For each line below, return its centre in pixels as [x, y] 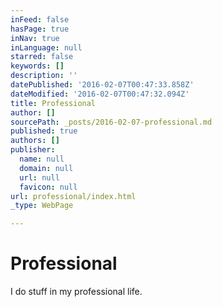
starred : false [42, 57]
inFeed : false [40, 19]
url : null [39, 177]
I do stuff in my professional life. [76, 292]
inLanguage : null [46, 47]
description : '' [44, 76]
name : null [42, 159]
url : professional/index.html [73, 196]
